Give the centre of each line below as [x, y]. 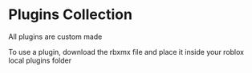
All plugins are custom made [55, 36]
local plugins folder [40, 60]
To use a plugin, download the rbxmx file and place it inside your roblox [126, 52]
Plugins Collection [70, 15]
